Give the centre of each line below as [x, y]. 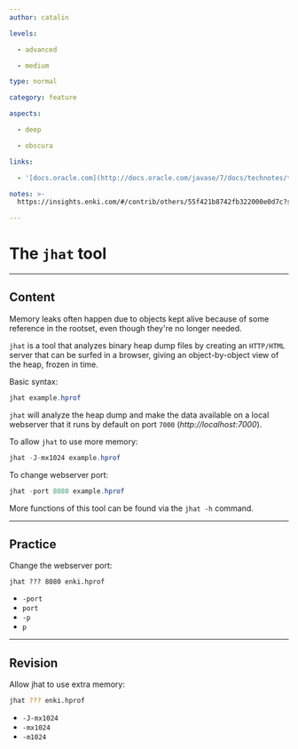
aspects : [25, 114]
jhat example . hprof [45, 398]
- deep [29, 130]
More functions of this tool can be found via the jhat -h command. [132, 508]
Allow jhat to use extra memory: [67, 684]
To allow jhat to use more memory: [74, 442]
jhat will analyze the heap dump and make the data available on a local [139, 415]
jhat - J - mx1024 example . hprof [65, 458]
